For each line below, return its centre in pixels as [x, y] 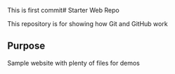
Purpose [26, 46]
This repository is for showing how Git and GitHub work [87, 24]
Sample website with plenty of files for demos [74, 63]
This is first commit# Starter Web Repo [63, 10]
